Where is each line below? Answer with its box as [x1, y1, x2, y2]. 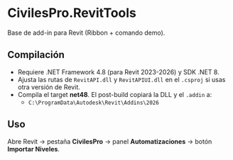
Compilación [7, 49, 65, 61]
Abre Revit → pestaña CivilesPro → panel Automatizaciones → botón [7, 137, 212, 146]
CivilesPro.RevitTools [7, 5, 137, 21]
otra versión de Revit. [17, 83, 80, 91]
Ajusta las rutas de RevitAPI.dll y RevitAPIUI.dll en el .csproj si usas [17, 75, 226, 84]
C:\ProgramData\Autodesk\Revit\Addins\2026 [28, 99, 160, 106]
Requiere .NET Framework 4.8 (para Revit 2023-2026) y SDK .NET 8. [17, 67, 220, 76]
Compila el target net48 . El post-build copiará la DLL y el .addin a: [17, 90, 212, 98]
